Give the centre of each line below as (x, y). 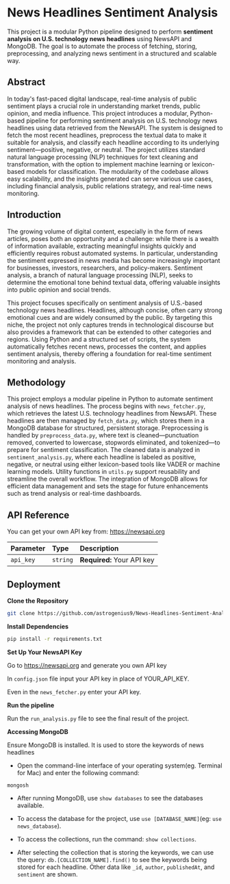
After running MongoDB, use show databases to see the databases (110, 798)
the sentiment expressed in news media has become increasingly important (114, 260)
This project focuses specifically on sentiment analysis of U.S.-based (105, 303)
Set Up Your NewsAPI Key (44, 652)
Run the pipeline (31, 705)
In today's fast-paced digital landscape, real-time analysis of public (102, 99)
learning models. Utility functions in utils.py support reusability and (104, 472)
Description (99, 548)
